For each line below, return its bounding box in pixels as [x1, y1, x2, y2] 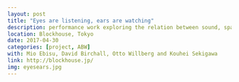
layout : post [7, 10, 46, 18]
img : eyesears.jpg [7, 63, 62, 71]
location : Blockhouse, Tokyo [7, 30, 94, 38]
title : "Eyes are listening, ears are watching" [7, 17, 154, 24]
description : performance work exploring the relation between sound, [7, 24, 221, 31]
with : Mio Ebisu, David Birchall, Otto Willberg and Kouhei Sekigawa [7, 51, 218, 58]
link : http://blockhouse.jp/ [7, 57, 94, 64]
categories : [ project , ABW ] [7, 43, 91, 51]
